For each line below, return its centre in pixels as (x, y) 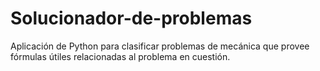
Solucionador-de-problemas (131, 18)
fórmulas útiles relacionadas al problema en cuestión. (120, 56)
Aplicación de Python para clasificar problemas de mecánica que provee (160, 46)
